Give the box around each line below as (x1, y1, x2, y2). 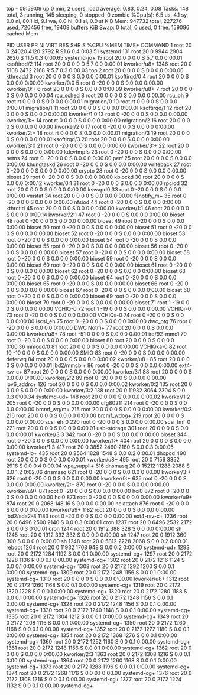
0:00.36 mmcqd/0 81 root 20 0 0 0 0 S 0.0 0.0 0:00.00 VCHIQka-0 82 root (6, 343, 187, 350)
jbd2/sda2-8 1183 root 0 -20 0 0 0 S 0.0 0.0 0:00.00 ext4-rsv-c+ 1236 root (6, 512, 188, 519)
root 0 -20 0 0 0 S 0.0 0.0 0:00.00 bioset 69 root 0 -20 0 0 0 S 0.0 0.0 (6, 293, 177, 300)
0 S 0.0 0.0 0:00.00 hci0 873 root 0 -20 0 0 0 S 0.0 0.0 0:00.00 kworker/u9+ (6, 493, 193, 501)
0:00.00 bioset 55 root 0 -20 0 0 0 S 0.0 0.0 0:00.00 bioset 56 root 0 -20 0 (6, 242, 188, 249)
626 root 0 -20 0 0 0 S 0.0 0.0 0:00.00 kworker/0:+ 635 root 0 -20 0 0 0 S (6, 475, 187, 482)
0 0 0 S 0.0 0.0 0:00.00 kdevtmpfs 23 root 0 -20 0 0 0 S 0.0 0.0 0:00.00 (6, 148, 182, 155)
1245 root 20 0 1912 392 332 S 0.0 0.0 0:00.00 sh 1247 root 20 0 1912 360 (6, 531, 187, 538)
